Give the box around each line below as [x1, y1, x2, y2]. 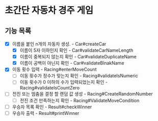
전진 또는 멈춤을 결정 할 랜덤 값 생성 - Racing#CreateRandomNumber [12, 91, 153, 97]
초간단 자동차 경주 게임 [5, 5, 94, 16]
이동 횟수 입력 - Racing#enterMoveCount [12, 67, 97, 73]
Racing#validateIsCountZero [19, 85, 80, 91]
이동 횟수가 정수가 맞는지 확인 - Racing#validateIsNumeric [19, 73, 138, 79]
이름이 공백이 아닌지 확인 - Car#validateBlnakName [19, 60, 124, 66]
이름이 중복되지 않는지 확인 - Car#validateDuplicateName [19, 54, 137, 60]
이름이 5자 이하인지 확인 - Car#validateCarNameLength [19, 47, 134, 53]
